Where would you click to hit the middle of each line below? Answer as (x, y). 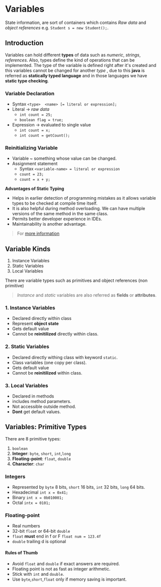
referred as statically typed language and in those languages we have (76, 75)
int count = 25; (36, 115)
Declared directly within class (42, 318)
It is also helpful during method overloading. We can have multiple (79, 209)
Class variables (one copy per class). (49, 362)
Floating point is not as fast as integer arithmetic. (61, 569)
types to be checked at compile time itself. (55, 203)
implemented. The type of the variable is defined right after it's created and (81, 65)
